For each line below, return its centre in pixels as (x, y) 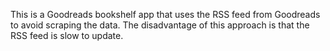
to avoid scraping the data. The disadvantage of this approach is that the (160, 25)
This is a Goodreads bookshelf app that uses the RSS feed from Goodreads (165, 14)
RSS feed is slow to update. (67, 35)
